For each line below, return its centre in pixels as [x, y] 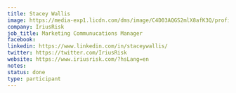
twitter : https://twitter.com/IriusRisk [67, 53]
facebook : [22, 40]
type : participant [34, 79]
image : [17, 20]
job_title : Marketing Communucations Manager [75, 33]
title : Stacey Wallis [39, 14]
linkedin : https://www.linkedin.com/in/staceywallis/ [88, 46]
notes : [17, 66]
